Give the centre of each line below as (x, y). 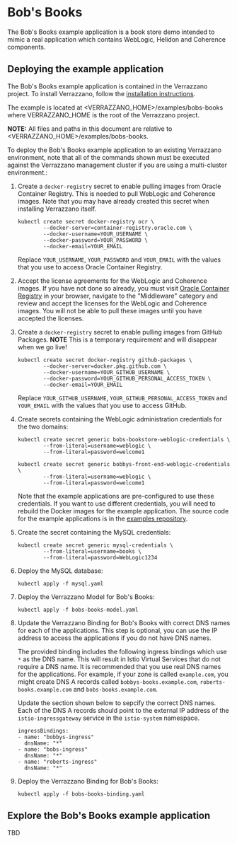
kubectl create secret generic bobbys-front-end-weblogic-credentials (124, 464)
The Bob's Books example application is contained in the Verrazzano (108, 86)
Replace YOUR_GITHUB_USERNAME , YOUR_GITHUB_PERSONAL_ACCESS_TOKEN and (122, 397)
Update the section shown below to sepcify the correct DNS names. (117, 703)
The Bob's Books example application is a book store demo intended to (111, 32)
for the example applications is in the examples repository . (103, 518)
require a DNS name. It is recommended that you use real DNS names (119, 666)
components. (27, 47)
